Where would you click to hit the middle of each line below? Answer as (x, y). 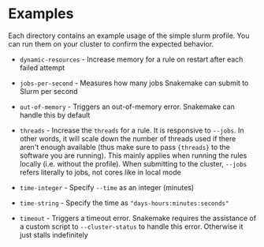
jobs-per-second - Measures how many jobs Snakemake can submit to (134, 83)
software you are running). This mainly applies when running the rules (133, 155)
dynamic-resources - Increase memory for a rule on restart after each (131, 59)
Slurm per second (48, 91)
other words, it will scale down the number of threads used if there (128, 138)
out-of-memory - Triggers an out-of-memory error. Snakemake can (127, 107)
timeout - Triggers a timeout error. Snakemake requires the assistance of (138, 218)
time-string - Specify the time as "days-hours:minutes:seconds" (124, 203)
